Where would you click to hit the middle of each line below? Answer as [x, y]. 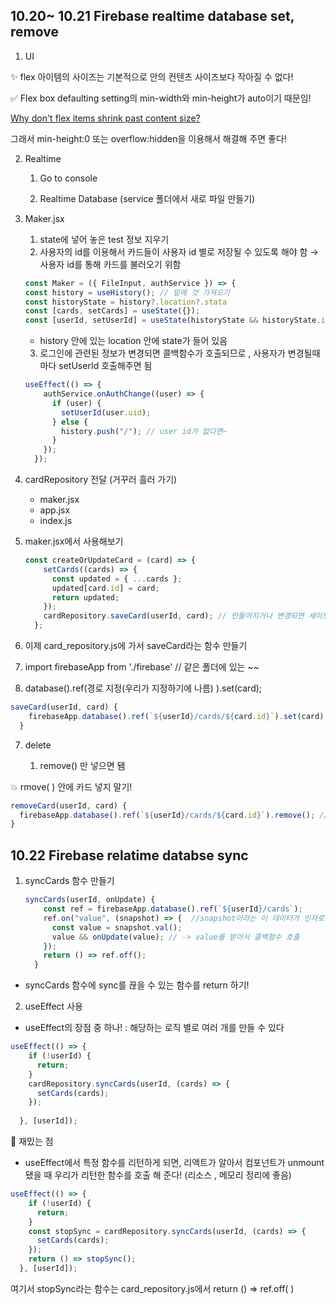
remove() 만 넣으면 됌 [82, 765]
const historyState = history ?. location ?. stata [126, 302]
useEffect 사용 [53, 1006]
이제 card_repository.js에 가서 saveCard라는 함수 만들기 [136, 646]
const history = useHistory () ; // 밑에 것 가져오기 [127, 292]
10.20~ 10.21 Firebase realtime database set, [152, 16]
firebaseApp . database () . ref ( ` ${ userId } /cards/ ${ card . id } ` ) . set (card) [176, 716]
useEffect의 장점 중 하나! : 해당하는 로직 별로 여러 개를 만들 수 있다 [154, 1028]
